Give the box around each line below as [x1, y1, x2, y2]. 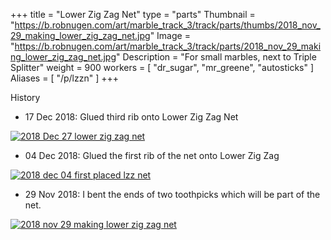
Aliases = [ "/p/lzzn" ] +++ [10, 72, 120, 84]
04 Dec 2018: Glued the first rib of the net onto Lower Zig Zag [24, 150, 280, 161]
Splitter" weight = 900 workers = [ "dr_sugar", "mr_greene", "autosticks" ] [10, 62, 315, 73]
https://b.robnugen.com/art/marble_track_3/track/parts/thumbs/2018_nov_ [14, 19, 321, 31]
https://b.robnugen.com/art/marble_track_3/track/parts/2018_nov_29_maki [14, 40, 322, 52]
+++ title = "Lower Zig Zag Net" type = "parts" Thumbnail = [10, 9, 256, 20]
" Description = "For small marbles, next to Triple [116, 51, 317, 63]
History [10, 92, 41, 103]
